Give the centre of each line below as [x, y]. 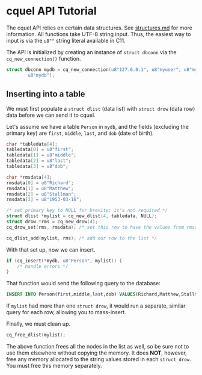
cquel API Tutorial [52, 11]
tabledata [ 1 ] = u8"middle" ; [41, 155]
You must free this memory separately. [54, 366]
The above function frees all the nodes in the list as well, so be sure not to [98, 346]
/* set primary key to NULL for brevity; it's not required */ [87, 211]
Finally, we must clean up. [38, 324]
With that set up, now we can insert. [51, 249]
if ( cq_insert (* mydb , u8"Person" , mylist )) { [64, 261]
